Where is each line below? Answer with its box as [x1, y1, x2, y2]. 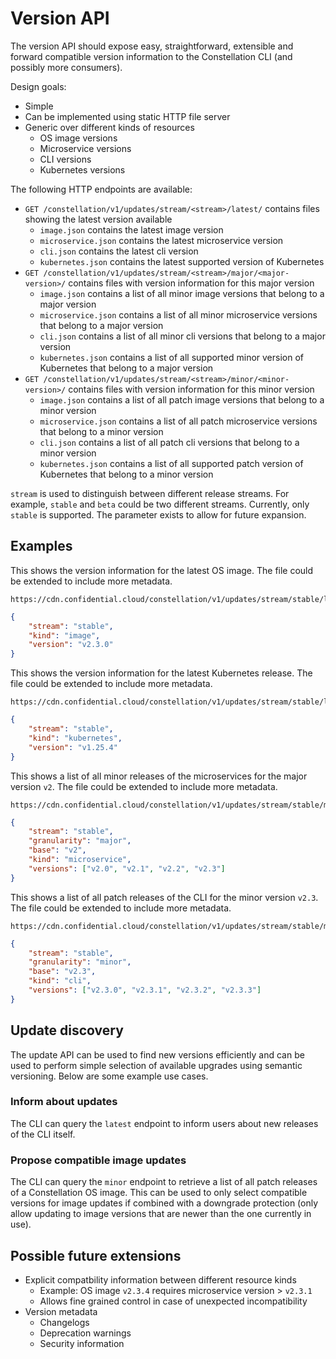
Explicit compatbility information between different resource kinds [24, 1273, 297, 1286]
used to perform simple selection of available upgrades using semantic [10, 1059, 303, 1071]
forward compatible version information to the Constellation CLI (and [10, 50, 293, 62]
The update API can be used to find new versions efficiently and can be [10, 1048, 305, 1061]
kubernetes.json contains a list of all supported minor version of [39, 351, 304, 363]
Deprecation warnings [39, 1327, 132, 1339]
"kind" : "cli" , [28, 976, 92, 986]
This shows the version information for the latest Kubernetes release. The [10, 667, 313, 679]
